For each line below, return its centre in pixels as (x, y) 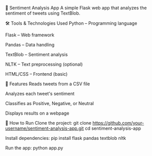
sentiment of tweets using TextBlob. (43, 13)
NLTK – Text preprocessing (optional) (44, 64)
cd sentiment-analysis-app (113, 128)
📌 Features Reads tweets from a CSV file (48, 84)
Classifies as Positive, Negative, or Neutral (50, 103)
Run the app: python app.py (34, 148)
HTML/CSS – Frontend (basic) (36, 74)
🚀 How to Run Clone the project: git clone (48, 123)
